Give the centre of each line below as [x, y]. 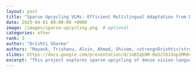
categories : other [28, 33]
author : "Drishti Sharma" [37, 44]
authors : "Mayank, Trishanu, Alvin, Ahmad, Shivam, [70, 49]
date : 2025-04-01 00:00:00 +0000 [47, 22]
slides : [15, 55]
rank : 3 [15, 38]
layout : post [22, 11]
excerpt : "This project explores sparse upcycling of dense [81, 60]
